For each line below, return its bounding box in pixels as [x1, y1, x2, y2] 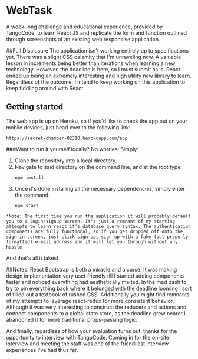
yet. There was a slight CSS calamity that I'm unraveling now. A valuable [6, 53, 181, 60]
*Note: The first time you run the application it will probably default [6, 213, 192, 219]
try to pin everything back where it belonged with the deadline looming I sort [6, 285, 192, 292]
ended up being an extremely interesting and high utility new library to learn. [6, 72, 192, 79]
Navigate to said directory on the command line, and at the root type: [14, 163, 183, 170]
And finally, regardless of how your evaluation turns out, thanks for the [6, 327, 177, 334]
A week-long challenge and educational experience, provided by [6, 23, 163, 30]
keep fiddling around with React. [6, 84, 85, 92]
